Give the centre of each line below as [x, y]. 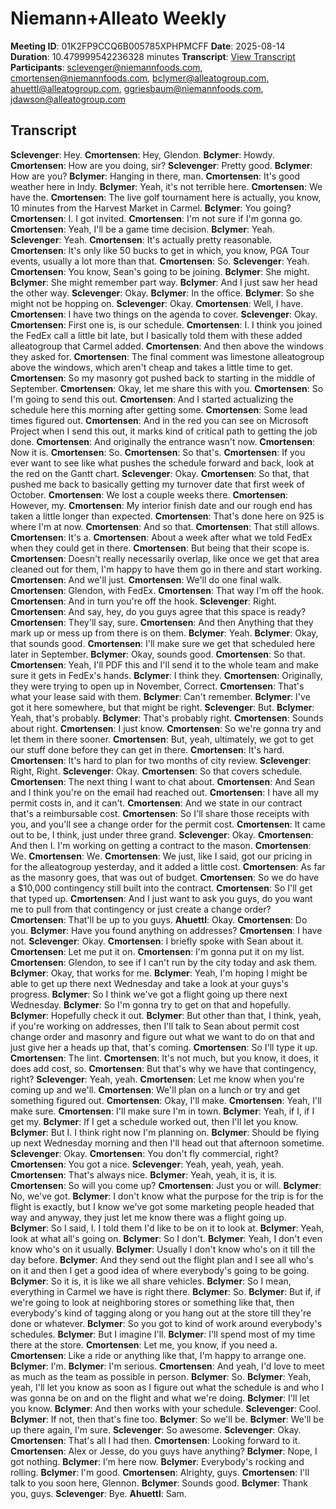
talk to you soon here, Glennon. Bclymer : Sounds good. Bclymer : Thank [159, 1483]
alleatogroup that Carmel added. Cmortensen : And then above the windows [167, 346]
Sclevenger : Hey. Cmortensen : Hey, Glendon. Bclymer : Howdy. [142, 154]
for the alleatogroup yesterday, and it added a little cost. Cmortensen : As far [168, 866]
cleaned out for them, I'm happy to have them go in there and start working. [166, 569]
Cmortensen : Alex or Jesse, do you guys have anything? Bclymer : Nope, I [164, 1451]
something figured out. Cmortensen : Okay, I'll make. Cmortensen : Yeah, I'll [166, 1100]
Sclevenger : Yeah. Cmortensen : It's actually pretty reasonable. [141, 239]
